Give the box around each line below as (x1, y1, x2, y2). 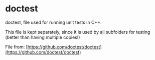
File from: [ (5, 44, 28, 50)
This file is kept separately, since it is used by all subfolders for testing (5, 29, 150, 35)
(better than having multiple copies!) (5, 34, 80, 40)
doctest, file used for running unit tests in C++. (5, 19, 102, 25)
